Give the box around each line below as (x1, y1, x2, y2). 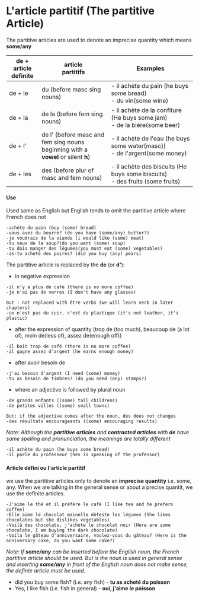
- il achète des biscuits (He (111, 162, 187, 170)
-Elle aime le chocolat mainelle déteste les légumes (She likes (6, 512, 171, 518)
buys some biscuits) (111, 170, 168, 178)
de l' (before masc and (41, 131, 105, 139)
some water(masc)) (111, 141, 166, 149)
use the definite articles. (6, 490, 65, 497)
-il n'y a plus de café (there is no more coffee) (6, 284, 134, 290)
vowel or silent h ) (41, 152, 91, 161)
